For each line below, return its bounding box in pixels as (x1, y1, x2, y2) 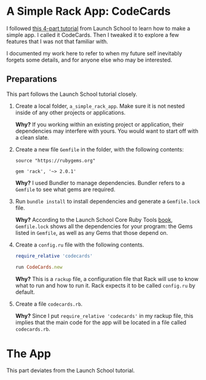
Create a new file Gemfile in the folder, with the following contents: (15, 146, 184, 153)
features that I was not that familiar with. (6, 38, 109, 45)
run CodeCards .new (15, 264, 63, 270)
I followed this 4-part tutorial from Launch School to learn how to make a (6, 25, 191, 32)
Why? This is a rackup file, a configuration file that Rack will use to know (15, 275, 199, 282)
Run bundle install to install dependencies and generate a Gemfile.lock (15, 197, 200, 205)
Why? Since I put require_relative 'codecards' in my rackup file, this (15, 312, 194, 319)
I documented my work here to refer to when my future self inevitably (6, 49, 183, 57)
